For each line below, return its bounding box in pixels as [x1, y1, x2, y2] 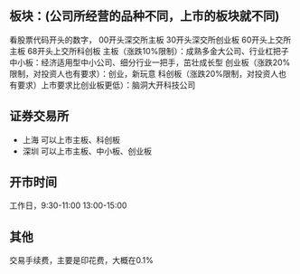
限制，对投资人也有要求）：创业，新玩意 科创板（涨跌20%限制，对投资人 [9, 68, 279, 79]
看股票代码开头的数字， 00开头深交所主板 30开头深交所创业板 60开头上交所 [9, 34, 292, 45]
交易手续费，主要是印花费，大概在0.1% [9, 255, 154, 266]
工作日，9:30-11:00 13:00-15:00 [9, 200, 127, 211]
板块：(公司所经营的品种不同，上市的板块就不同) [9, 8, 280, 24]
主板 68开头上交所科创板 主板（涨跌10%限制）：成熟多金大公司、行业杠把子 [9, 45, 289, 56]
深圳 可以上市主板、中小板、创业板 [22, 146, 152, 156]
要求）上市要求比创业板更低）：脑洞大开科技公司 [16, 80, 196, 90]
